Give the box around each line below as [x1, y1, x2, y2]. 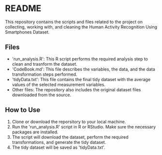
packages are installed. [12, 129, 59, 135]
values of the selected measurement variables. [12, 82, 105, 87]
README [5, 3, 42, 14]
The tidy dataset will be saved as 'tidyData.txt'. [12, 144, 105, 150]
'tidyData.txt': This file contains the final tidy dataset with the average [12, 76, 151, 82]
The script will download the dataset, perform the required [12, 134, 129, 140]
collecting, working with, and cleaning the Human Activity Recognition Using [5, 24, 158, 29]
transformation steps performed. [12, 71, 77, 77]
